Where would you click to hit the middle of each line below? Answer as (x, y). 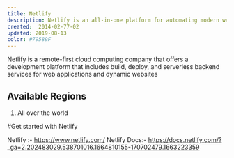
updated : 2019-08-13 (37, 33)
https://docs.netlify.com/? (185, 139)
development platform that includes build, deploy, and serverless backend (114, 67)
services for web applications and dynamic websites (83, 74)
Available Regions (47, 96)
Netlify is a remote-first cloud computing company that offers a (98, 59)
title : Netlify (29, 14)
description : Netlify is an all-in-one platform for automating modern (113, 20)
